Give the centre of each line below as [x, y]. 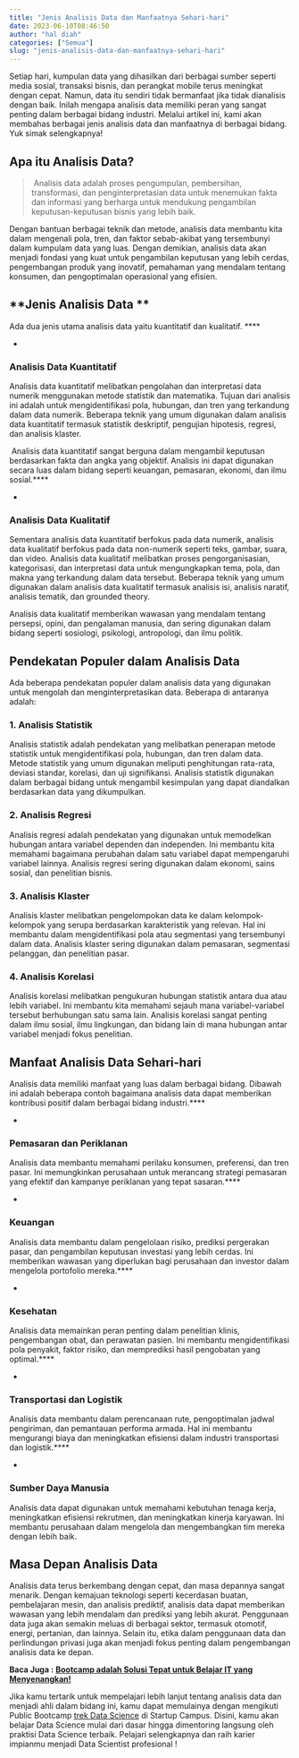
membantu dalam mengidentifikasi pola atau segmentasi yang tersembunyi [147, 934]
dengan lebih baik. [43, 1536]
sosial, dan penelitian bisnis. [61, 873]
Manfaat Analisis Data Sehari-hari [105, 1062]
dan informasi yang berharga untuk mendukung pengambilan [144, 201]
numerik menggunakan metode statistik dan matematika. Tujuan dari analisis [150, 396]
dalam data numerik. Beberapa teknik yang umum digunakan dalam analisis [148, 415]
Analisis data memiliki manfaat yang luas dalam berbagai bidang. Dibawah [145, 1084]
